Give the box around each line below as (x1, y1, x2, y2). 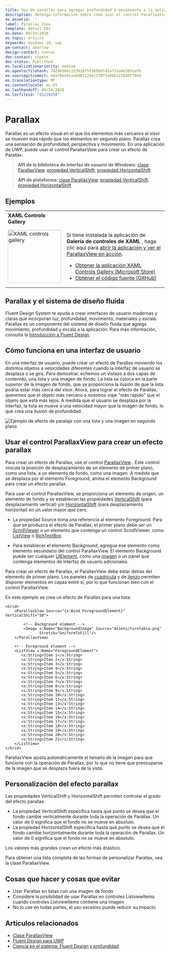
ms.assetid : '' (5, 17, 37, 22)
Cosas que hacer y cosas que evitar (5, 875, 120, 883)
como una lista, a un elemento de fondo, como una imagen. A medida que (5, 470, 159, 476)
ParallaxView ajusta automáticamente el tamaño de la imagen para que (5, 754, 153, 760)
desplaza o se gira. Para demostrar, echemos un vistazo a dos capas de (5, 370, 155, 377)
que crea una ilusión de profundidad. (5, 408, 82, 414)
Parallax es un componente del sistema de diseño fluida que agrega (5, 321, 147, 327)
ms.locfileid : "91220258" (5, 92, 60, 97)
